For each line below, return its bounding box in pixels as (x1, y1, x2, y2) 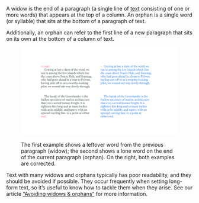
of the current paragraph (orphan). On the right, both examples (21, 154, 175, 161)
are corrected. (21, 160, 56, 167)
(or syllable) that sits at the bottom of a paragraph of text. (6, 18, 146, 24)
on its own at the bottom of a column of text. (6, 36, 114, 42)
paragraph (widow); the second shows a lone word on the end (21, 147, 173, 154)
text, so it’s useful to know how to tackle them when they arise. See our (18, 184, 193, 191)
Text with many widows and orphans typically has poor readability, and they (6, 172, 192, 179)
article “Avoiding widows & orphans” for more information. (6, 191, 148, 198)
